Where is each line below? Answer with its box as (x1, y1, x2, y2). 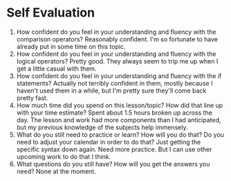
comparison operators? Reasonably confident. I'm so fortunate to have (16, 35, 219, 43)
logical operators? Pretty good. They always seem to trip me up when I (16, 57, 219, 65)
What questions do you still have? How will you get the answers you (16, 160, 210, 168)
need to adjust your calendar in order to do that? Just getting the (16, 137, 201, 146)
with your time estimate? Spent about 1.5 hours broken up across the (16, 108, 212, 117)
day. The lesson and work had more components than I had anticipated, (16, 115, 222, 124)
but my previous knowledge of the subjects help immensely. (16, 123, 188, 131)
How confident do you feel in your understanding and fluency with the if (16, 71, 222, 80)
